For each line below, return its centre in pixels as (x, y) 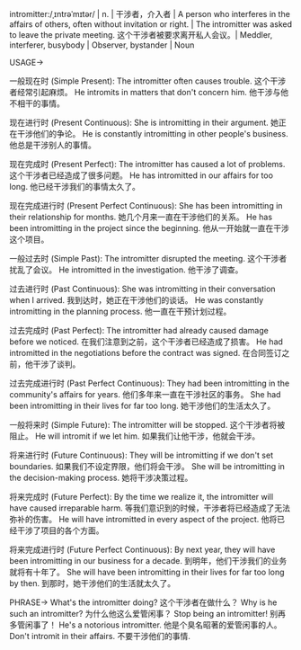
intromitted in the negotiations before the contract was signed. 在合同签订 (146, 353)
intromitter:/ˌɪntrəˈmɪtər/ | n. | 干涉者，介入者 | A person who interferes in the (150, 14)
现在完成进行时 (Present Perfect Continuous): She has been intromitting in (146, 205)
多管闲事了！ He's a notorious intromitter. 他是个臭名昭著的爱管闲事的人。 (146, 625)
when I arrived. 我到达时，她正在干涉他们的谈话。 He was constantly (137, 300)
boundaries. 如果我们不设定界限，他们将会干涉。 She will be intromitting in (147, 466)
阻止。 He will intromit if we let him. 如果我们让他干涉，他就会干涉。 (135, 436)
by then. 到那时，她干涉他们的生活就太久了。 (93, 583)
